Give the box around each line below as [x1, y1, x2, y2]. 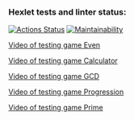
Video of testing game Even [8, 40, 101, 50]
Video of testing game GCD [8, 72, 99, 81]
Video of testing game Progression [8, 87, 124, 97]
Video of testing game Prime [8, 103, 103, 113]
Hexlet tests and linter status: [8, 6, 127, 18]
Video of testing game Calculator [8, 56, 119, 66]
